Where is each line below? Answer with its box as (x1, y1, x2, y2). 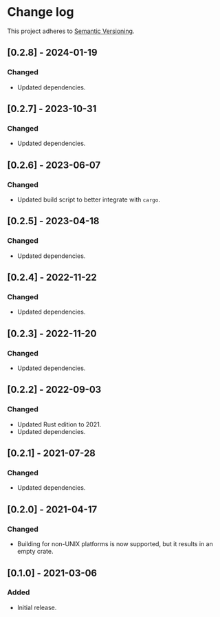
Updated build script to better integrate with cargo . (16, 195, 160, 204)
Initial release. (16, 603, 57, 611)
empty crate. (16, 548, 54, 556)
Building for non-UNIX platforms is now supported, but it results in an (16, 540, 213, 548)
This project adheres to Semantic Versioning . (7, 27, 135, 35)
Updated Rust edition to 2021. (16, 420, 102, 429)
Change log (7, 4, 74, 20)
